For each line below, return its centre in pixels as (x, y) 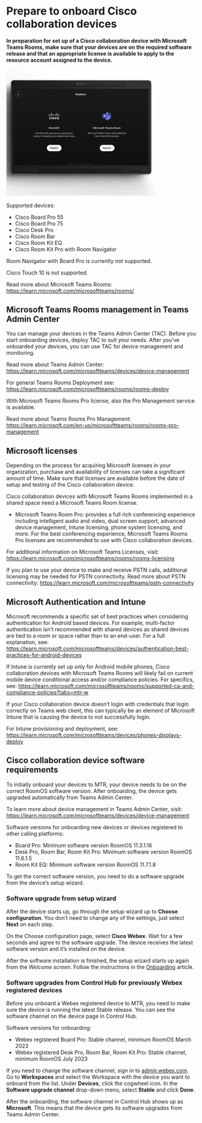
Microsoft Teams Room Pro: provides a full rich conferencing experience (105, 514)
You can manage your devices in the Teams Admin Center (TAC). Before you (101, 334)
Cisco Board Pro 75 (39, 223)
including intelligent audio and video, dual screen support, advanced (100, 521)
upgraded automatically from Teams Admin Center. (70, 797)
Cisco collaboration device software (76, 761)
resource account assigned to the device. (59, 60)
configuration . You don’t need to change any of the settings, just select (95, 918)
